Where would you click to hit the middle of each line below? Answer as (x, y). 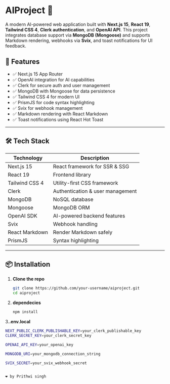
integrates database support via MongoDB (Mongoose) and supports (78, 35)
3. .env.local (18, 322)
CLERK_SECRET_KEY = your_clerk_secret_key (49, 335)
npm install (25, 312)
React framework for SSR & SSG (91, 166)
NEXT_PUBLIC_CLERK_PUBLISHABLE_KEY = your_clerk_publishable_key (73, 331)
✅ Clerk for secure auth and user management (61, 85)
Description (95, 158)
